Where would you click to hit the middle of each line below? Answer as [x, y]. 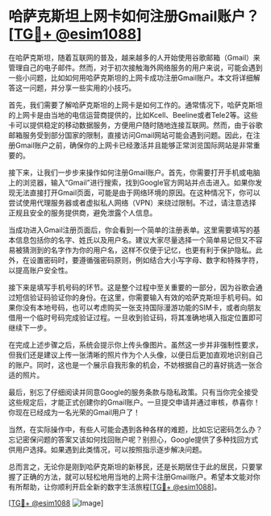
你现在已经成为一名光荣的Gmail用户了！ [75, 412]
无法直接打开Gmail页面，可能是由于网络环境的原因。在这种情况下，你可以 [138, 192]
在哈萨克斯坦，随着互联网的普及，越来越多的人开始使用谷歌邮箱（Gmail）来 [134, 57]
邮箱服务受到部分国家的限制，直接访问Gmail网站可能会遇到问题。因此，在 [131, 135]
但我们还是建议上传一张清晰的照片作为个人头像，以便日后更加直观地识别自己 [135, 355]
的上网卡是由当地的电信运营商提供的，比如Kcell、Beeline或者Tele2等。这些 [133, 114]
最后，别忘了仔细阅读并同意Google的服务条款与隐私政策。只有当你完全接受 [133, 392]
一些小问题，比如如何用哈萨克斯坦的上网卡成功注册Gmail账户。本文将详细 [131, 77]
